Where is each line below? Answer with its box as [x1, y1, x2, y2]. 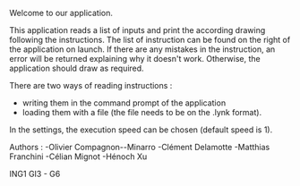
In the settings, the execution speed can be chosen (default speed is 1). [9, 124, 273, 135]
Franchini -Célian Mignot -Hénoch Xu [9, 151, 148, 162]
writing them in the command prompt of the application [21, 97, 227, 108]
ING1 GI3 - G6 [9, 169, 61, 179]
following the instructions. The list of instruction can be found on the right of [9, 35, 291, 45]
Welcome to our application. [9, 8, 114, 18]
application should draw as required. [9, 63, 145, 73]
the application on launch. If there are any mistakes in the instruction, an [9, 44, 276, 55]
